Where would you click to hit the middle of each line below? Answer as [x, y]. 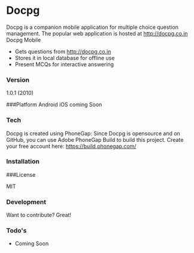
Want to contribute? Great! [39, 215]
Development [26, 202]
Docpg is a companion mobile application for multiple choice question [92, 27]
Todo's [16, 231]
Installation [23, 162]
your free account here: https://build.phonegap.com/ [71, 146]
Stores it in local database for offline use [65, 58]
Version [18, 80]
